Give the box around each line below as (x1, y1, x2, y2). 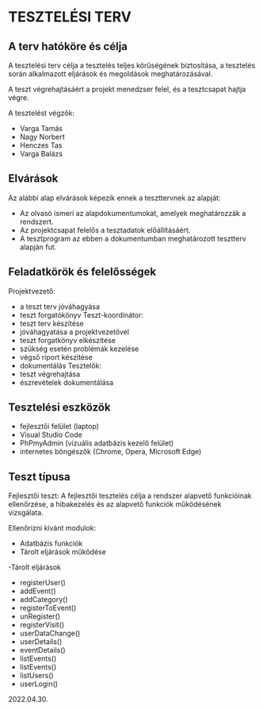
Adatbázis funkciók (19, 538, 83, 548)
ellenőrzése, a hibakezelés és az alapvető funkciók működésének (8, 500, 222, 509)
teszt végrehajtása (19, 369, 81, 379)
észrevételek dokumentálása (19, 377, 114, 387)
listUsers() (19, 671, 54, 681)
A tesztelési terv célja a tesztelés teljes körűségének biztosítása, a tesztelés (8, 60, 256, 70)
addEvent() (19, 586, 57, 596)
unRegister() (19, 612, 61, 621)
